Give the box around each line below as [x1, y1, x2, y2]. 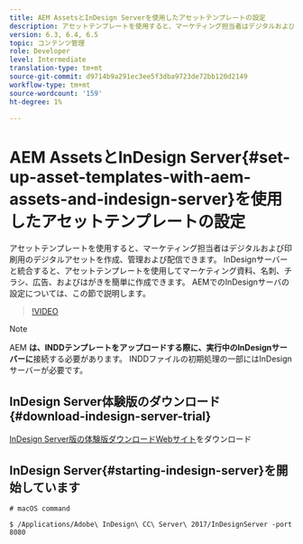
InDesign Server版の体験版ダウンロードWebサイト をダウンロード [9, 434, 252, 445]
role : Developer [9, 47, 70, 56]
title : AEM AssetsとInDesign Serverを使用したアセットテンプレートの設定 [9, 13, 266, 23]
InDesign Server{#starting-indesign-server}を [9, 463, 277, 478]
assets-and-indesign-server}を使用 [9, 189, 283, 209]
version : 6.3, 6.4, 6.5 [9, 30, 99, 39]
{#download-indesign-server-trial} [9, 408, 212, 424]
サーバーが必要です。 [9, 365, 88, 376]
